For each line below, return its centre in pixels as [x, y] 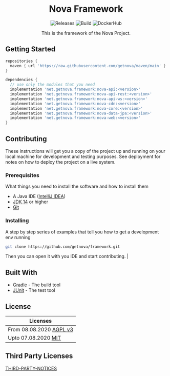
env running [18, 237]
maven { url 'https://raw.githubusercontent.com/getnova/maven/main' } [88, 66]
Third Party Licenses [39, 356]
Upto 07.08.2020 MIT [35, 338]
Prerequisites [22, 175]
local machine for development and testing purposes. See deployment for [83, 156]
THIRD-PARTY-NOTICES [31, 368]
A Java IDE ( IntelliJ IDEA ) [39, 196]
